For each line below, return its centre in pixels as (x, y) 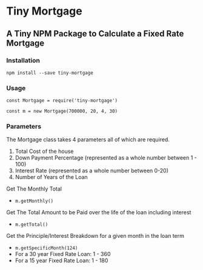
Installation (23, 60)
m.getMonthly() (34, 201)
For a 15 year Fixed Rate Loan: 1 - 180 (62, 261)
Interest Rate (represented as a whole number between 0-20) (92, 170)
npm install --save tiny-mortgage (50, 73)
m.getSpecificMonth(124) (46, 248)
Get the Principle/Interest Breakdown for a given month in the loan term (95, 236)
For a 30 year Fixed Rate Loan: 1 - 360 (63, 254)
